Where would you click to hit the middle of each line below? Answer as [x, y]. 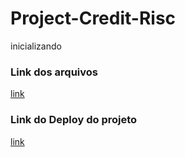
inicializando [36, 46]
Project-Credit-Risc [93, 18]
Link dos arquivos [54, 72]
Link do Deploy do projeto [74, 120]
